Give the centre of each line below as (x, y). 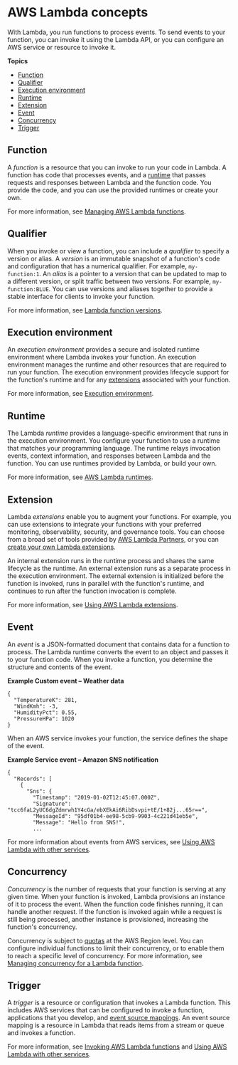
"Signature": (52, 804)
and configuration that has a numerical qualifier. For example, (97, 266)
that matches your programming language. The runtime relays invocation (114, 448)
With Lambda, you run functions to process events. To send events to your (117, 32)
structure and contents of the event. (60, 667)
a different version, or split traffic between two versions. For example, (109, 281)
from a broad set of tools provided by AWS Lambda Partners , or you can (113, 539)
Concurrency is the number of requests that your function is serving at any (117, 889)
